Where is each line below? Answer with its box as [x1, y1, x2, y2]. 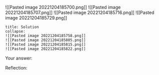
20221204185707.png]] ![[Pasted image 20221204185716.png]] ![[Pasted [5, 9, 154, 15]
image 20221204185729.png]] [5, 15, 67, 20]
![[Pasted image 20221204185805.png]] [5, 37, 86, 42]
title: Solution [5, 24, 39, 29]
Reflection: [5, 65, 27, 70]
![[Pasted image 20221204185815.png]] [5, 42, 86, 47]
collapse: [5, 29, 26, 34]
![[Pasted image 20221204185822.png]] [5, 46, 86, 51]
